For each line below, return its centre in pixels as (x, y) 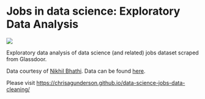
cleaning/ (18, 89)
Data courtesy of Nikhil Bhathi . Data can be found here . (76, 71)
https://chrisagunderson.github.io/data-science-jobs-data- (111, 82)
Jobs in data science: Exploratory (93, 11)
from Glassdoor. (27, 59)
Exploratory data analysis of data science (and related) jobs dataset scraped (102, 53)
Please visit (21, 82)
